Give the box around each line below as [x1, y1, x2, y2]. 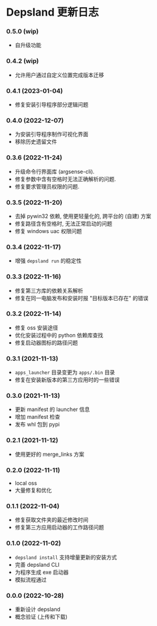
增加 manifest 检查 [14, 413, 61, 421]
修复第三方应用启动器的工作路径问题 [14, 524, 104, 531]
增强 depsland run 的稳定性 [14, 257, 82, 264]
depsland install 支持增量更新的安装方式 [14, 554, 118, 561]
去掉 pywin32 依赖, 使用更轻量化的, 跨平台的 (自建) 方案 [14, 212, 152, 219]
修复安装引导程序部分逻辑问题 [14, 101, 88, 108]
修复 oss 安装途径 [14, 324, 59, 331]
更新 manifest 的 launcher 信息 [14, 406, 90, 413]
